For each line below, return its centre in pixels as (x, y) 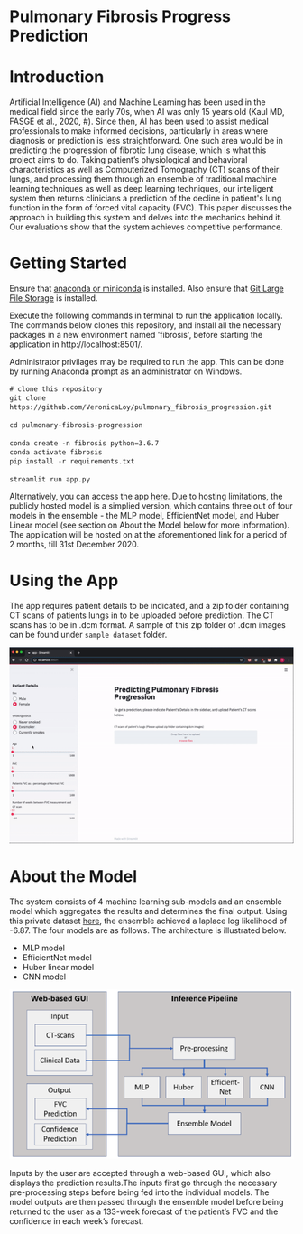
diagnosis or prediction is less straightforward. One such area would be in (147, 141)
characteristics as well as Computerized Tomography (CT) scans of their (144, 170)
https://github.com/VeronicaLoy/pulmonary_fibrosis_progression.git (141, 407)
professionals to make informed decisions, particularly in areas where (139, 131)
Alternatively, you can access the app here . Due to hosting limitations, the (146, 496)
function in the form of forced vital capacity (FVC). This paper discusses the (151, 208)
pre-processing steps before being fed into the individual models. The (139, 1192)
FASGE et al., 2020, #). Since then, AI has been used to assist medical (139, 122)
